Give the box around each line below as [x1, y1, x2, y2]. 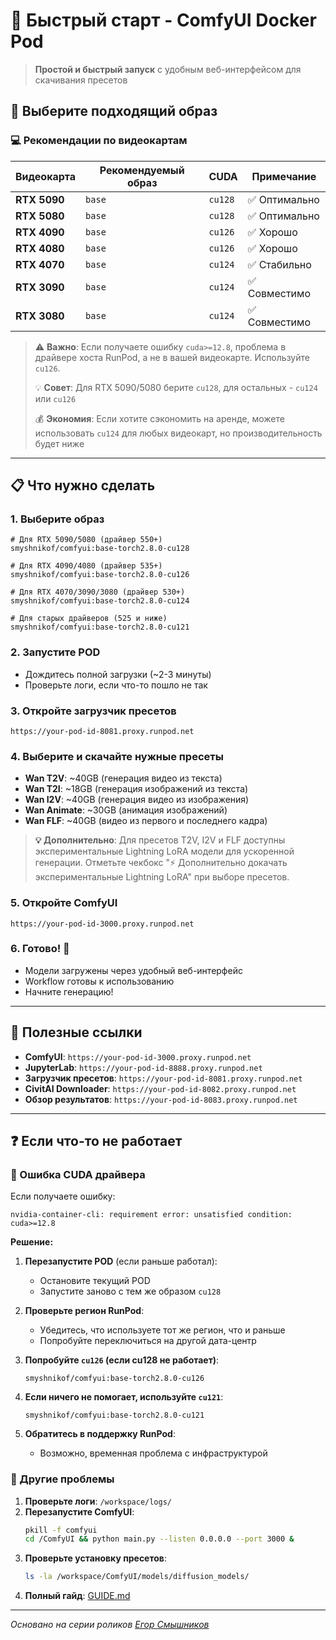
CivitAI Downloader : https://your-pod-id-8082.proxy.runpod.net [24, 1082, 297, 1094]
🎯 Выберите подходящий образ [10, 103, 218, 120]
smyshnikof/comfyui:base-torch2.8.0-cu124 [10, 596, 190, 606]
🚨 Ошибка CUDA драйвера [10, 1167, 146, 1181]
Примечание [251, 169, 317, 183]
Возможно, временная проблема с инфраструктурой [39, 1447, 268, 1459]
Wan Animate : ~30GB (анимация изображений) [24, 804, 228, 816]
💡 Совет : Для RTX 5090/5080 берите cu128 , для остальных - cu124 [34, 381, 318, 393]
